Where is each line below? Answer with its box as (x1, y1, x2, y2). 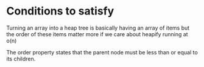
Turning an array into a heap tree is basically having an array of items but (6, 24, 190, 31)
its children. (6, 55, 36, 62)
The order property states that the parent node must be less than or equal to (6, 48, 198, 56)
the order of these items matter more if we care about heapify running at (6, 30, 188, 37)
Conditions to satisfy (6, 4, 114, 18)
